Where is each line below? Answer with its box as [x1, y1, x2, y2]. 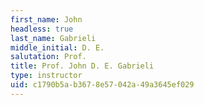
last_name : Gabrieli [10, 33, 97, 43]
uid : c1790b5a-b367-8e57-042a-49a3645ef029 [10, 80, 195, 90]
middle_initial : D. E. [10, 42, 105, 53]
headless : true [10, 24, 74, 34]
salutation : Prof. [10, 52, 87, 62]
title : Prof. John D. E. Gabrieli [10, 61, 155, 71]
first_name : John [10, 14, 83, 25]
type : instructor [10, 71, 83, 81]
